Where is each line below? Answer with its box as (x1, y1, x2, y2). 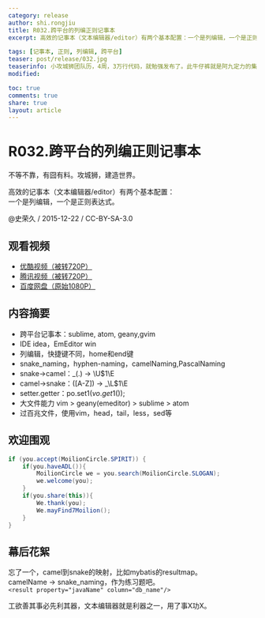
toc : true (8, 84, 41, 92)
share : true (8, 99, 47, 107)
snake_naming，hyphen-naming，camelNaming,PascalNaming (19, 359, 226, 368)
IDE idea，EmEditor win (19, 339, 97, 349)
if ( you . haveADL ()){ (22, 462, 87, 470)
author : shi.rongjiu (8, 19, 77, 27)
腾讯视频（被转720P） (19, 272, 93, 281)
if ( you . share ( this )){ (22, 492, 93, 499)
